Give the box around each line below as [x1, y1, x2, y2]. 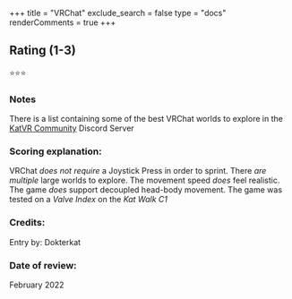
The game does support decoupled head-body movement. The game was [9, 184, 283, 195]
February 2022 [9, 279, 64, 290]
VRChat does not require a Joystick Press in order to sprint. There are [9, 166, 267, 176]
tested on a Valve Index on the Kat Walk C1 [9, 194, 168, 205]
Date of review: [9, 259, 78, 271]
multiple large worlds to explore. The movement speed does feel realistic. [9, 175, 280, 186]
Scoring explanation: [9, 145, 102, 158]
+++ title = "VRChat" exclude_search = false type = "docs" [9, 8, 227, 18]
